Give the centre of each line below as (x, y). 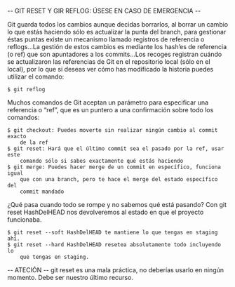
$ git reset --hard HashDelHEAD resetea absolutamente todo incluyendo (114, 245)
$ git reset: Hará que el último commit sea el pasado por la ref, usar (116, 149)
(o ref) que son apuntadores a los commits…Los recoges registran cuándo (115, 54)
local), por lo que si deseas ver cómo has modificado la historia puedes (110, 69)
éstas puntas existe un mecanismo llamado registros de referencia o (106, 39)
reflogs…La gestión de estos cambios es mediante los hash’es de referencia (117, 47)
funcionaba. (25, 220)
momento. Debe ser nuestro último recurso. (70, 278)
